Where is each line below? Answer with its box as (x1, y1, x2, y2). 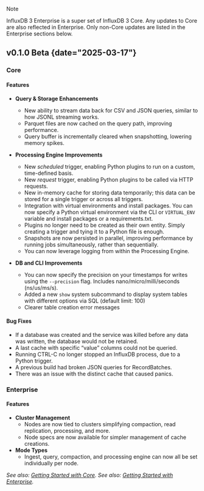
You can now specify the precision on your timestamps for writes (24, 271, 188, 278)
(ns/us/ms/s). (24, 284, 58, 291)
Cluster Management (15, 414, 71, 421)
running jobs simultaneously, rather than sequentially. (24, 241, 159, 248)
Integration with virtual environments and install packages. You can (24, 202, 193, 209)
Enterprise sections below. (6, 30, 73, 37)
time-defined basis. (24, 169, 74, 177)
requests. (24, 182, 49, 190)
